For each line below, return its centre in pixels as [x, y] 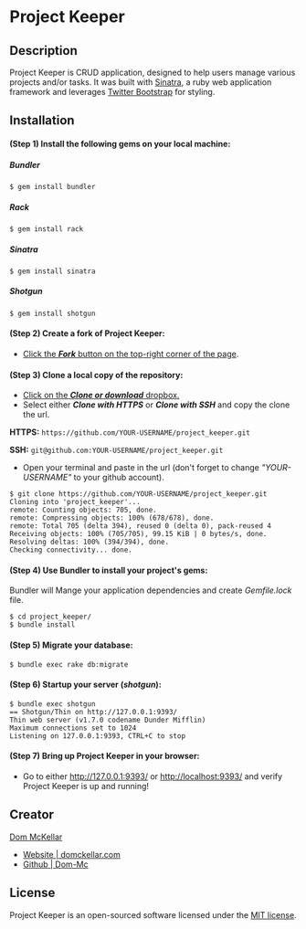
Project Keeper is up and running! [85, 786]
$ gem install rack [47, 229]
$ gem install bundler [53, 186]
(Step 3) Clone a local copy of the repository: [96, 375]
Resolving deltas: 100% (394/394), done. [90, 542]
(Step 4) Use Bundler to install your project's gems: [109, 570]
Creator [32, 815]
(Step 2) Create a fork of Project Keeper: [87, 333]
